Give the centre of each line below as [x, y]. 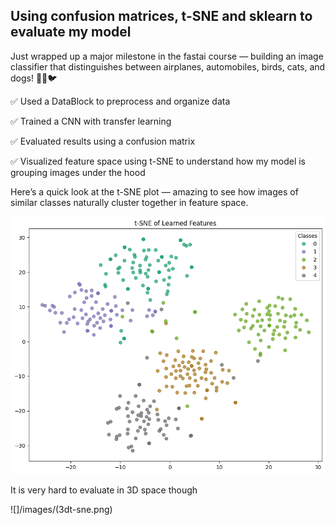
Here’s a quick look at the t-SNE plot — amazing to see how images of [154, 191]
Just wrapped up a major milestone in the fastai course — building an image [167, 56]
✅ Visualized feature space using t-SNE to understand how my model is [158, 161]
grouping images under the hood [78, 172]
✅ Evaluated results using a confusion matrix [103, 141]
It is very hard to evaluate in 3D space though [104, 490]
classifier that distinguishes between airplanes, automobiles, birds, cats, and [168, 66]
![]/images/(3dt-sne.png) [61, 510]
